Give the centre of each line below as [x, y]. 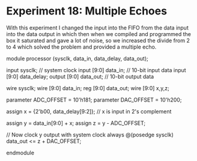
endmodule [20, 153]
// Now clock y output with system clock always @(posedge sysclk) [90, 135]
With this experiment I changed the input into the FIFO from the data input [98, 28]
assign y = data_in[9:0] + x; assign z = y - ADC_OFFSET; [76, 123]
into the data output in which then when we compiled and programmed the [98, 34]
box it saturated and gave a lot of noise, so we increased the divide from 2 [98, 40]
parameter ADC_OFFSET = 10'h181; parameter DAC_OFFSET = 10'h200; [94, 100]
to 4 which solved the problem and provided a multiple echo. [81, 47]
